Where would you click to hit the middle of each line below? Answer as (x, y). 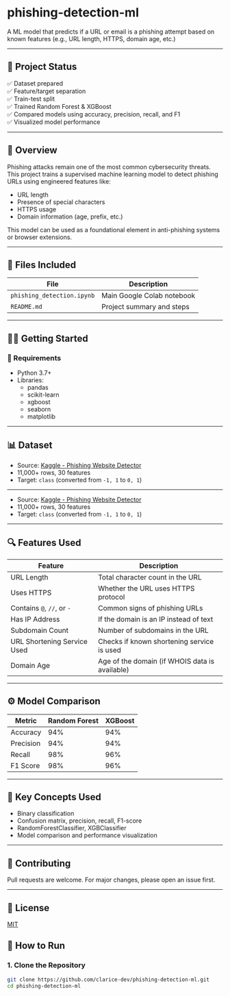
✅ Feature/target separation (47, 91)
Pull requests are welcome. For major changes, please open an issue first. (111, 880)
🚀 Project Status (42, 67)
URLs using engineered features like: (59, 181)
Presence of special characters (61, 202)
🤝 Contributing (39, 863)
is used (110, 650)
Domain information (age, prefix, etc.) (70, 216)
